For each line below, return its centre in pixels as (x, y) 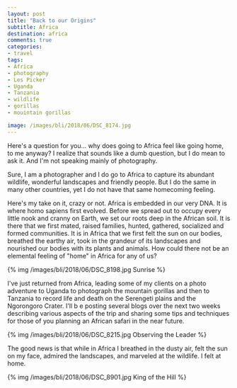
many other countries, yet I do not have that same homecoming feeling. (111, 189)
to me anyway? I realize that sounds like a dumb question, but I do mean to (116, 153)
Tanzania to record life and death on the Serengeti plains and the (102, 298)
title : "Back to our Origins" (52, 21)
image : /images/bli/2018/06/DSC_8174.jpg (69, 125)
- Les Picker (27, 80)
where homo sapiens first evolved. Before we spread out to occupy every (114, 210)
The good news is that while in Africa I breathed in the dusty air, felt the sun (118, 348)
